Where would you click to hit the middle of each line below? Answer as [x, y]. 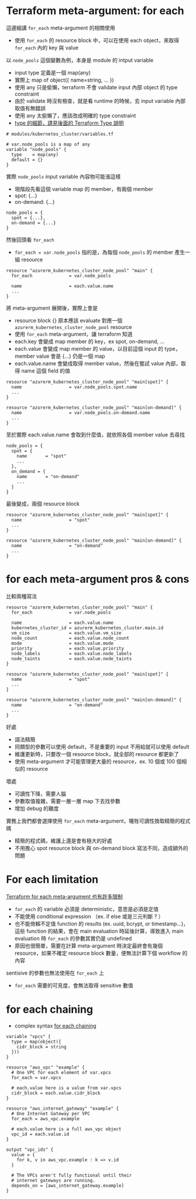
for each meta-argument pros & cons [98, 579]
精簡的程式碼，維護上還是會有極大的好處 [63, 841]
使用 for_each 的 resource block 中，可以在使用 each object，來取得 [97, 40]
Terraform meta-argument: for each [95, 11]
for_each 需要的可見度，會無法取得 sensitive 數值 [74, 985]
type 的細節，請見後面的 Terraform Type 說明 [69, 123]
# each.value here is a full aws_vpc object [66, 1129]
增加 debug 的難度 [37, 808]
